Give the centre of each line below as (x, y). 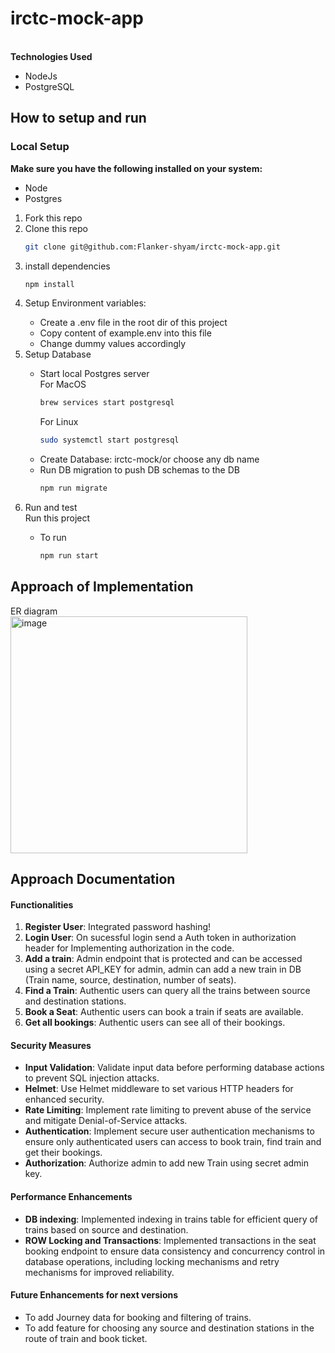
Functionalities (42, 904)
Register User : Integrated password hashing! (118, 927)
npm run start (69, 556)
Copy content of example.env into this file (125, 333)
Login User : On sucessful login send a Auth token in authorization (160, 938)
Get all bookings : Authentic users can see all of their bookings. (155, 1023)
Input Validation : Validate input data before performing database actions (174, 1068)
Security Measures (51, 1045)
